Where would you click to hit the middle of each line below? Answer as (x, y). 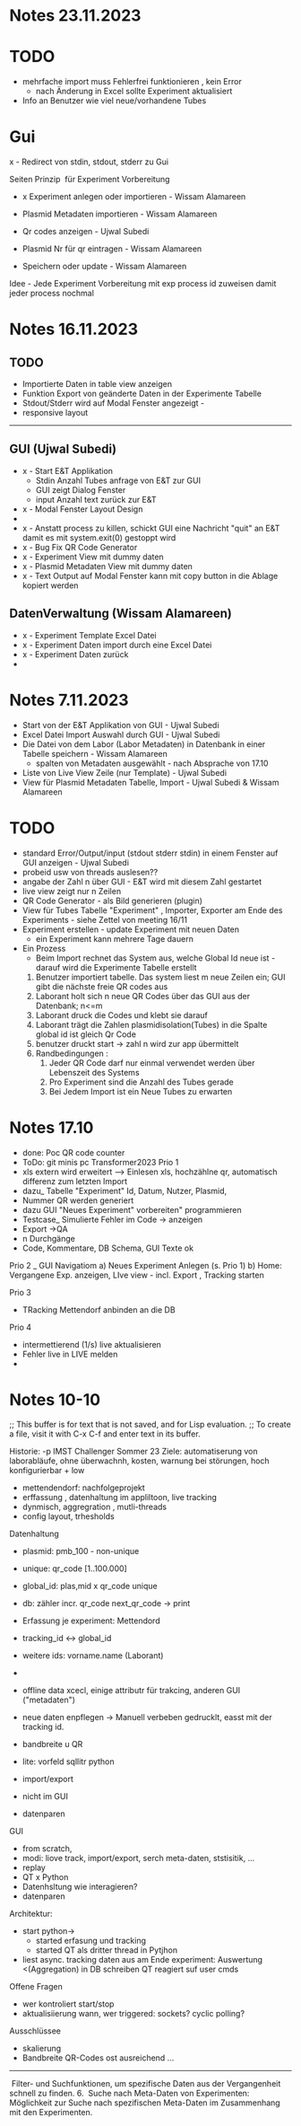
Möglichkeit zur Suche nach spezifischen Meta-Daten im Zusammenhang (145, 2103)
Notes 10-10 (55, 1399)
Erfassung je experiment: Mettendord (91, 1621)
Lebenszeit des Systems (95, 1072)
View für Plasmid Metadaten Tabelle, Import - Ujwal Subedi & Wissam (150, 782)
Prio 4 (21, 1327)
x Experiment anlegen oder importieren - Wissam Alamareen (134, 197)
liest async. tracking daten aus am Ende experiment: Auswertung (142, 1960)
